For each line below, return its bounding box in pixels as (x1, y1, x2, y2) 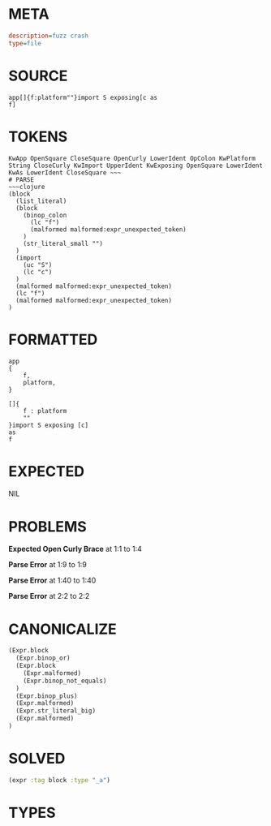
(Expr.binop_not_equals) (23, 677, 107, 685)
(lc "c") (23, 268, 53, 276)
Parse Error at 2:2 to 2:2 (8, 592, 90, 601)
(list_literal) (15, 196, 67, 205)
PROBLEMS (8, 517, 87, 536)
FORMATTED (8, 330, 98, 349)
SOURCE (8, 67, 68, 85)
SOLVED (8, 750, 66, 768)
